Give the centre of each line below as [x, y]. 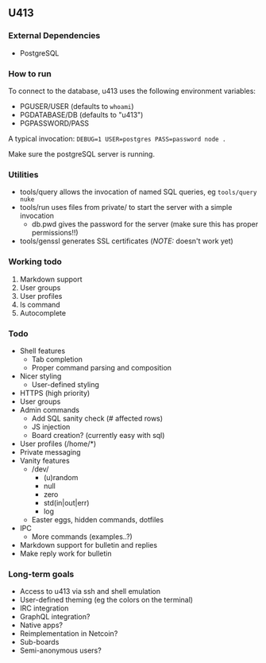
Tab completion [57, 359]
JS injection [51, 426]
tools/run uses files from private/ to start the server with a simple [126, 207]
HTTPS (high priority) [55, 393]
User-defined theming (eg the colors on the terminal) [106, 600]
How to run [30, 73]
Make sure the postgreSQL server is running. [81, 153]
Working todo [35, 262]
